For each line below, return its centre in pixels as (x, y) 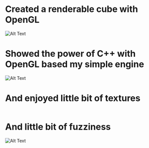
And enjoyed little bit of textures (73, 98)
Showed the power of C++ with (71, 54)
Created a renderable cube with (72, 9)
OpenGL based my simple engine (75, 65)
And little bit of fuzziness (58, 127)
